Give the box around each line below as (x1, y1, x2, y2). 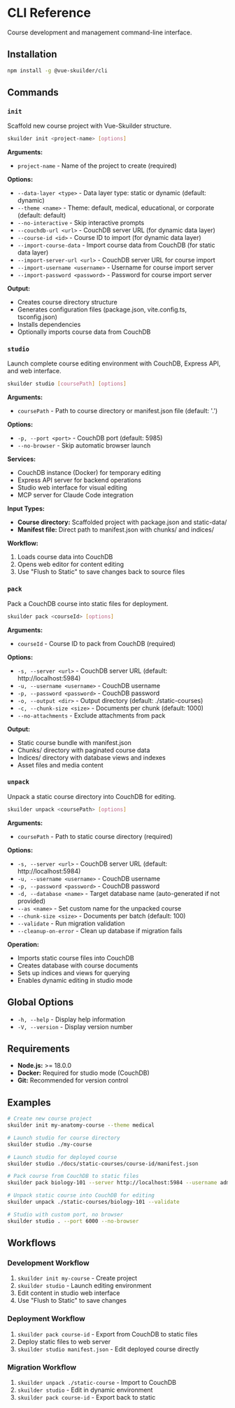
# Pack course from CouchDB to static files (7, 1173, 139, 1180)
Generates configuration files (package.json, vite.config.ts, (17, 305, 187, 314)
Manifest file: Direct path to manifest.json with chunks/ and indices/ (17, 525, 215, 534)
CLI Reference (7, 5, 91, 21)
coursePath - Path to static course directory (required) (17, 832, 173, 840)
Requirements (7, 1042, 70, 1054)
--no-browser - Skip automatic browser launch (17, 441, 151, 450)
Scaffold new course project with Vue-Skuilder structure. (7, 121, 172, 130)
